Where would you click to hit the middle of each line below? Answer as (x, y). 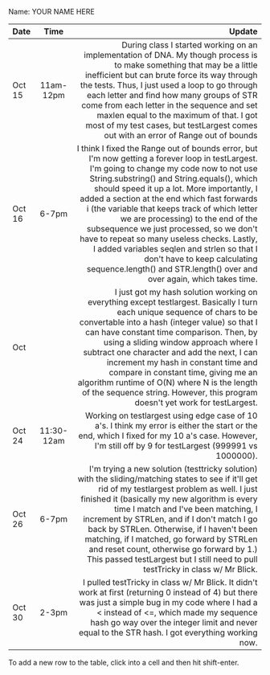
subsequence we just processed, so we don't (172, 229)
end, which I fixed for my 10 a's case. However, (168, 436)
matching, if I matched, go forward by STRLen (171, 539)
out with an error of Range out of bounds (181, 135)
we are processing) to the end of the (189, 219)
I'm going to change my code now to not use (174, 168)
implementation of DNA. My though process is (171, 55)
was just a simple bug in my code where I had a (168, 602)
